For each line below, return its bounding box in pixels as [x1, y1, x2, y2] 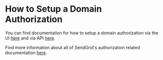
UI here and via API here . [5, 35, 55, 41]
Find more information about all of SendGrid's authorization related [5, 44, 140, 50]
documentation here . [5, 50, 47, 56]
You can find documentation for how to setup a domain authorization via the [5, 30, 159, 36]
